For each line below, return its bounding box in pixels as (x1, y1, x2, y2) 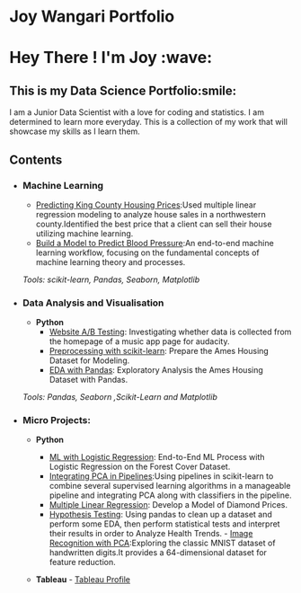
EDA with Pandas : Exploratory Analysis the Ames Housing (49, 365, 263, 376)
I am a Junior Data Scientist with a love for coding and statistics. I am (9, 107, 265, 118)
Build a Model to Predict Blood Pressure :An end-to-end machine (35, 237, 274, 248)
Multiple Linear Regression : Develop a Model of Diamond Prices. (49, 500, 288, 510)
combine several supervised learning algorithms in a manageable (49, 481, 291, 491)
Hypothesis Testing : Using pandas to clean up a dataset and (49, 509, 272, 520)
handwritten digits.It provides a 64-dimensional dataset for (49, 547, 268, 558)
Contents (9, 152, 63, 167)
